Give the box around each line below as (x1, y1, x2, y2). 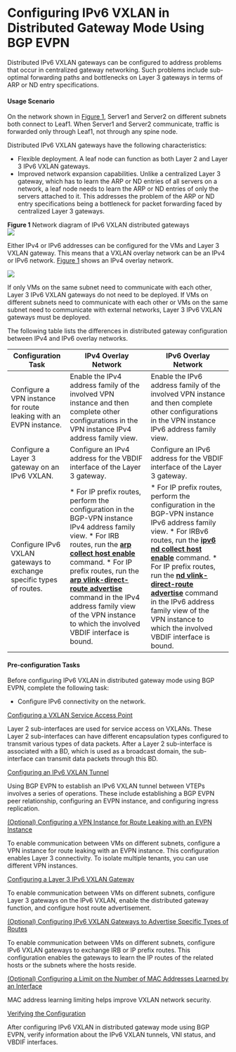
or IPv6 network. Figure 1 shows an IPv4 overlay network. (7, 256, 174, 265)
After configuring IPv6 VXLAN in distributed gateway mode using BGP (7, 1023, 210, 1032)
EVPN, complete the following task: (7, 684, 110, 692)
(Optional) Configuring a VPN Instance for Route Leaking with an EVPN (7, 818, 213, 827)
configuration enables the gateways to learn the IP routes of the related (7, 953, 214, 962)
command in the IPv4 (70, 593, 140, 603)
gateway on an (11, 463, 60, 472)
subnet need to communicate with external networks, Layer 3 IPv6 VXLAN (7, 306, 223, 314)
